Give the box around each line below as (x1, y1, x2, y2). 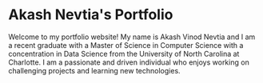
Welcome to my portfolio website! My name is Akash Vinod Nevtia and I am (8, 32, 256, 41)
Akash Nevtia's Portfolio (8, 6, 173, 24)
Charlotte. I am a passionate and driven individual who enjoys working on (8, 57, 249, 67)
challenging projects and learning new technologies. (8, 65, 181, 75)
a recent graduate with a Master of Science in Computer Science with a (8, 40, 244, 49)
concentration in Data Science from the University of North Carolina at (8, 49, 240, 58)
